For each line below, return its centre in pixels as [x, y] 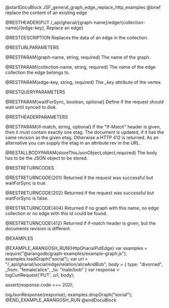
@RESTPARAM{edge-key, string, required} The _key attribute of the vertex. [83, 82]
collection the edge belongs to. [37, 72]
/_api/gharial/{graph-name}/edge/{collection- [98, 23]
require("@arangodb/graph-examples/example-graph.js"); [66, 253]
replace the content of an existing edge [46, 13]
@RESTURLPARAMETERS [32, 47]
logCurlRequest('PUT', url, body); [40, 275]
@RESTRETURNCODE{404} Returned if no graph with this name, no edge [82, 208]
